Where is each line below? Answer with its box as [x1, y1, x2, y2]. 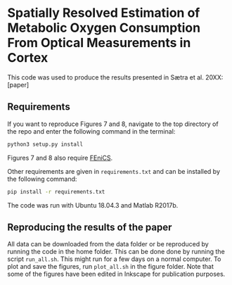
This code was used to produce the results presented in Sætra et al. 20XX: [7, 72, 224, 82]
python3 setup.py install [7, 141, 83, 148]
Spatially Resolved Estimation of [7, 5, 200, 21]
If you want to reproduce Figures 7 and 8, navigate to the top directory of [7, 120, 219, 128]
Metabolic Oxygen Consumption [7, 20, 201, 36]
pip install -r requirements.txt [7, 188, 105, 195]
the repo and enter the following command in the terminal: [7, 127, 176, 135]
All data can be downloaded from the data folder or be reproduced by [7, 240, 209, 248]
